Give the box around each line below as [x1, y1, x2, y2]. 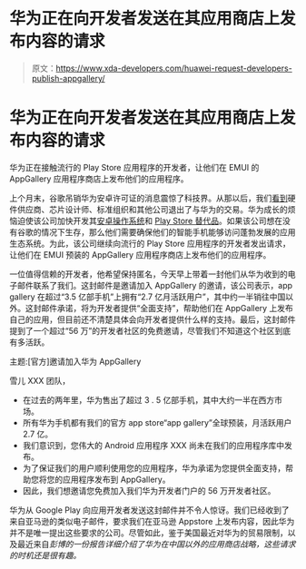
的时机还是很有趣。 [9, 550, 82, 561]
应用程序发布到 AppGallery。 [62, 474, 171, 485]
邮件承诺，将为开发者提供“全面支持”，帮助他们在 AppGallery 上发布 [40, 302, 293, 313]
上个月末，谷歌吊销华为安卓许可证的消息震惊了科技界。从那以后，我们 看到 [9, 192, 288, 203]
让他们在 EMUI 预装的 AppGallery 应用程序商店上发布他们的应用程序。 [9, 249, 271, 260]
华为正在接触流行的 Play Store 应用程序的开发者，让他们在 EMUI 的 [9, 162, 260, 172]
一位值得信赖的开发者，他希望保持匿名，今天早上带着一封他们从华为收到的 [9, 269, 288, 280]
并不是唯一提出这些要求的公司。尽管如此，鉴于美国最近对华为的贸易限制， [9, 527, 288, 538]
